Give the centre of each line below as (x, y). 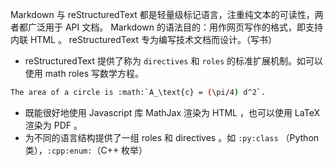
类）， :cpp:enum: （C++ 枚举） (86, 150)
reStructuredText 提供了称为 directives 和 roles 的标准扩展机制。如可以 (174, 61)
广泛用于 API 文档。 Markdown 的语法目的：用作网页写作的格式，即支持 (175, 27)
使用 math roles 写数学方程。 (84, 73)
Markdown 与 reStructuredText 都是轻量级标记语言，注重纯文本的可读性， (162, 14)
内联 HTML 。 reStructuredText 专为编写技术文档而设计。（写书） (143, 39)
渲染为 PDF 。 (53, 125)
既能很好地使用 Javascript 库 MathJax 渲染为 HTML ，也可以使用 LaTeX (172, 112)
